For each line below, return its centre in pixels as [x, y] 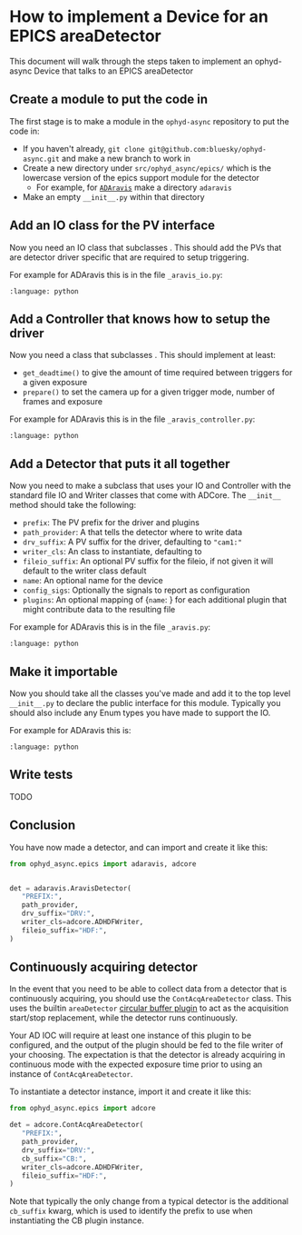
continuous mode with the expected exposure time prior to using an [136, 1064]
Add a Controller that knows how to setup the [140, 319]
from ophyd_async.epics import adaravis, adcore [103, 864]
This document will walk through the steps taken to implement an [131, 61]
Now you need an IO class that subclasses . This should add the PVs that [146, 247]
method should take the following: [73, 505]
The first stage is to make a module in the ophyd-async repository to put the [150, 121]
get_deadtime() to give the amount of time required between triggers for [157, 373]
